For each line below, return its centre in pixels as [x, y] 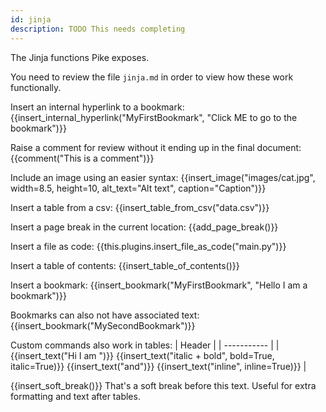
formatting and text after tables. [75, 396]
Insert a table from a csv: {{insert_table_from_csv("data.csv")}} [140, 207]
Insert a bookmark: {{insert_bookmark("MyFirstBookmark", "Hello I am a [159, 285]
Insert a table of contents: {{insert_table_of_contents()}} [125, 265]
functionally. [36, 87]
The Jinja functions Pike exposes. [80, 57]
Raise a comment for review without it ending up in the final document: [156, 147]
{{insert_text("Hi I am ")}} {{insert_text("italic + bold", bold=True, [142, 355]
